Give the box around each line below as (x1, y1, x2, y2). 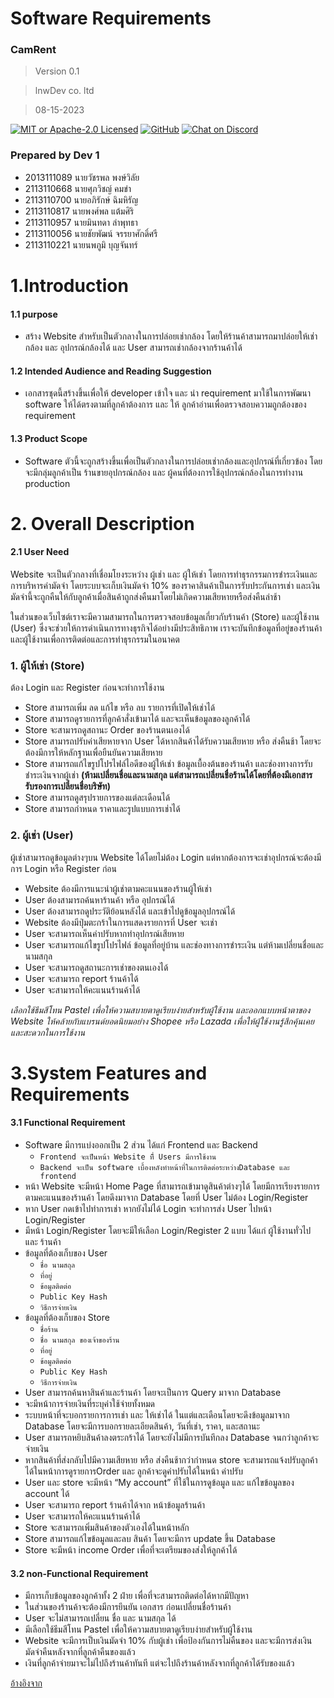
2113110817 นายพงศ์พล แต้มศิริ (24, 205, 135, 217)
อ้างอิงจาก (10, 1677, 43, 1689)
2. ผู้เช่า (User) (10, 828, 74, 842)
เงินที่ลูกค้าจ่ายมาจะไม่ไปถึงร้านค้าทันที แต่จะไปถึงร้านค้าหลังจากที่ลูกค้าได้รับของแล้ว (24, 1657, 295, 1669)
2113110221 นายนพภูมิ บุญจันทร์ (24, 238, 138, 251)
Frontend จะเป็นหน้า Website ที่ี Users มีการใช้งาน (39, 1152, 217, 1162)
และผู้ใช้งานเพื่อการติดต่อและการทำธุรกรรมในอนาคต (10, 633, 180, 645)
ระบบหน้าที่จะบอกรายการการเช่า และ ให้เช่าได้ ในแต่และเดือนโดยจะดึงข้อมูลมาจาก (24, 1408, 290, 1421)
